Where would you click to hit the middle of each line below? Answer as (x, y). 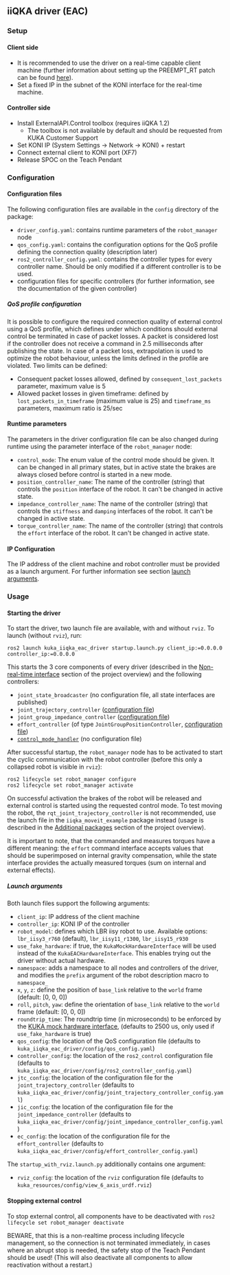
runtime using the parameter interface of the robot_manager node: (100, 446)
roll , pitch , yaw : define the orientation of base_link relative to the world (118, 1004)
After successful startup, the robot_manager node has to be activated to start (115, 752)
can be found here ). (45, 77)
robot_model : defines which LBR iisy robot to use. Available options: (112, 931)
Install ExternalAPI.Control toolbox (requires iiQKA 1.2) (93, 123)
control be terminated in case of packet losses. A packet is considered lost (113, 336)
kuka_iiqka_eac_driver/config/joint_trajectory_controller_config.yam (120, 1093)
